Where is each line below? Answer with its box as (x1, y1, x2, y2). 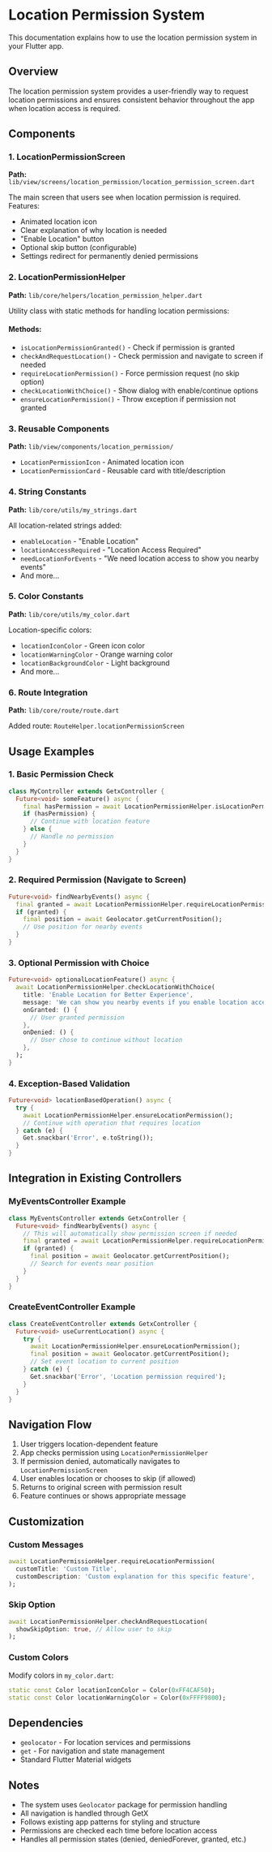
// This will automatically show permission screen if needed (23, 1230, 237, 1238)
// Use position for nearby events (23, 923, 143, 931)
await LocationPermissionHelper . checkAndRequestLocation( (8, 1617, 208, 1626)
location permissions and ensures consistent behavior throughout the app (8, 95, 255, 105)
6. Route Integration (8, 687, 88, 698)
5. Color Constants (8, 591, 84, 602)
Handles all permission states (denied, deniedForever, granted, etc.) (19, 1834, 247, 1844)
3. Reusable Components (8, 423, 110, 434)
